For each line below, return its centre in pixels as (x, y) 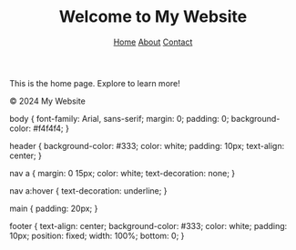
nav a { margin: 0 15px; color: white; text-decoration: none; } (122, 173)
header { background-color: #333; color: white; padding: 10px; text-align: (147, 145)
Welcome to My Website (153, 17)
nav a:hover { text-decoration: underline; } (88, 190)
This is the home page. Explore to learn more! (95, 83)
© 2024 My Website (48, 101)
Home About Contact (153, 42)
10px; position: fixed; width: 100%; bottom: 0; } (97, 235)
